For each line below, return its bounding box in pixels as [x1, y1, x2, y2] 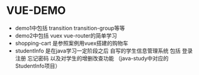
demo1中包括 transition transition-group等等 [15, 24, 126, 31]
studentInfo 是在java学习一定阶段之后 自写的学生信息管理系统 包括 [15, 47, 181, 54]
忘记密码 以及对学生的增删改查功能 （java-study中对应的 [27, 54, 169, 62]
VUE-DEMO [6, 4, 66, 18]
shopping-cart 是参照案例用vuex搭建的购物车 [15, 39, 129, 47]
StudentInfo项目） [15, 62, 61, 70]
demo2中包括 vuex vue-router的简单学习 [15, 31, 117, 39]
